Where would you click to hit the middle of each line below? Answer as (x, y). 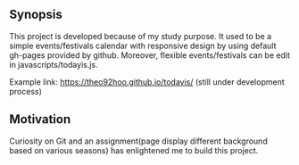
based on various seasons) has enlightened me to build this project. (134, 150)
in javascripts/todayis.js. (54, 64)
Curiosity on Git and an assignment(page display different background (138, 141)
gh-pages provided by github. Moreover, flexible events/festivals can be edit (149, 55)
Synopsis (36, 15)
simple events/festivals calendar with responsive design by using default (143, 45)
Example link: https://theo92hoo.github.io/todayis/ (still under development (147, 82)
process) (26, 91)
